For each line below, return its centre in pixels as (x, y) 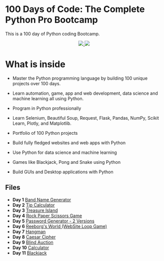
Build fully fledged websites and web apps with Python (69, 143)
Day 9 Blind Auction (33, 242)
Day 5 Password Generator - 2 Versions (53, 221)
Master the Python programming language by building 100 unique (80, 78)
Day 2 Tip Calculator (33, 205)
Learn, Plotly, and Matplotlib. (42, 123)
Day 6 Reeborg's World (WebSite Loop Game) (60, 226)
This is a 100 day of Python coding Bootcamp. (52, 34)
